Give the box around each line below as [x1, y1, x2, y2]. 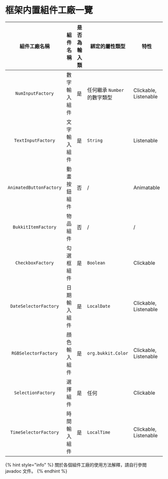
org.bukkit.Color [87, 350, 128, 356]
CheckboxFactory [15, 260, 54, 266]
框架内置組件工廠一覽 [5, 5, 93, 16]
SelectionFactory [14, 390, 55, 396]
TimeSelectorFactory [10, 429, 59, 435]
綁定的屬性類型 [90, 43, 126, 50]
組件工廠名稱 [19, 43, 50, 50]
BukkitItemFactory [12, 224, 56, 230]
